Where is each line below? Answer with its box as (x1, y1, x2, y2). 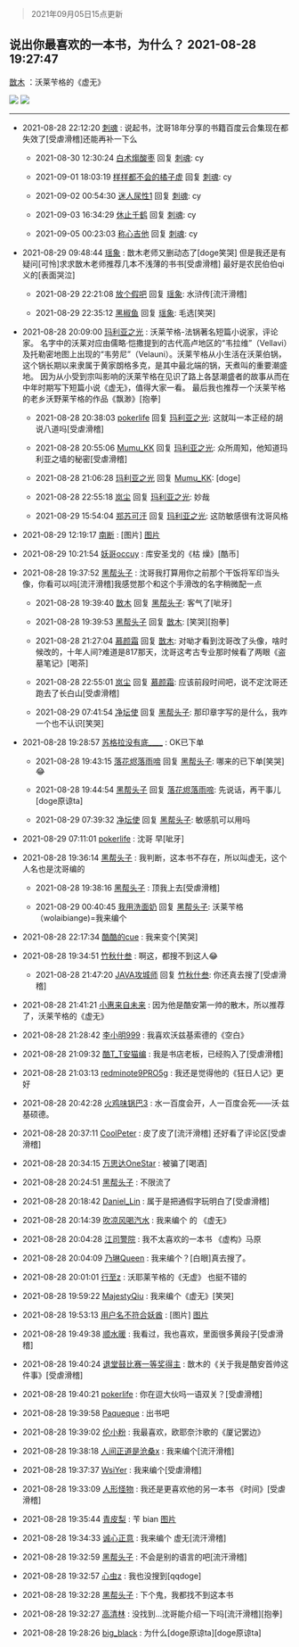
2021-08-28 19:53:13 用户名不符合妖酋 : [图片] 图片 (21, 1309, 209, 1320)
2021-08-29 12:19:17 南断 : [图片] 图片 (21, 529, 160, 540)
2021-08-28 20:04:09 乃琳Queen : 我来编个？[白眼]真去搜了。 (21, 1253, 251, 1263)
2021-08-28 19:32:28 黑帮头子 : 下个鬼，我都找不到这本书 (21, 1589, 234, 1600)
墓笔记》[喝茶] (35, 658, 89, 668)
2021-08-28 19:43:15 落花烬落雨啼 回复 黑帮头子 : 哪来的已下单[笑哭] (35, 756, 285, 766)
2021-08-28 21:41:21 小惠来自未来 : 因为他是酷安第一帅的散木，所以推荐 (21, 999, 286, 1010)
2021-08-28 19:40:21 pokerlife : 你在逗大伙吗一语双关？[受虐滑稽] (21, 1388, 263, 1399)
